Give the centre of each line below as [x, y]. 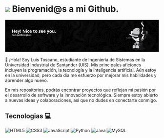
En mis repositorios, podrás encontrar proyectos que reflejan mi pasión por [81, 90]
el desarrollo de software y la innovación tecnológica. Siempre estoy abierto [82, 95]
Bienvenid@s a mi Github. [65, 9]
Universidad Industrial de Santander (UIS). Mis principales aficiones [73, 65]
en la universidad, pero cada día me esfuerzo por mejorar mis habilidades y [81, 75]
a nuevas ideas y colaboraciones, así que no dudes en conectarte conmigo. [81, 100]
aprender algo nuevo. [27, 80]
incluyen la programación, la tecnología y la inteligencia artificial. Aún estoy [81, 70]
